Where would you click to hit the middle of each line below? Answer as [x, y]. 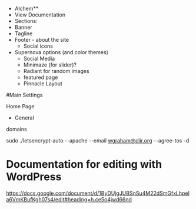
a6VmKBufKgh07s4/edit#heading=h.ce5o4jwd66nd [69, 199]
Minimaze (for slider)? [50, 65]
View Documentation [40, 15]
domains [17, 129]
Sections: [26, 21]
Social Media [39, 59]
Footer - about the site [42, 40]
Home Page [20, 106]
